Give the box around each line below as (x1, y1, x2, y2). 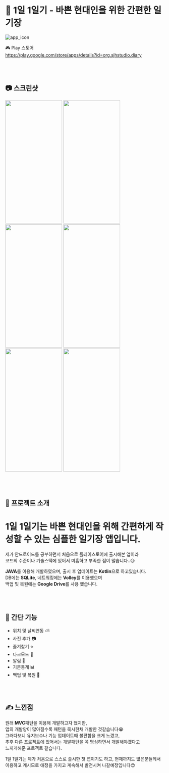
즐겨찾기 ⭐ (12, 643, 34, 649)
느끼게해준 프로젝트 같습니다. (5, 745, 62, 751)
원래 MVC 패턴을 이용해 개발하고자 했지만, (5, 719, 87, 726)
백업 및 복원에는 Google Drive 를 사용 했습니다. (5, 581, 98, 587)
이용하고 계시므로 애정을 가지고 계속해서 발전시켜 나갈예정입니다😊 (5, 762, 135, 768)
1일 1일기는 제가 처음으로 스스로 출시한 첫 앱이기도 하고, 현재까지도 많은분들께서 (5, 756, 161, 762)
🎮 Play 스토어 (5, 44, 34, 51)
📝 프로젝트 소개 (5, 499, 49, 508)
